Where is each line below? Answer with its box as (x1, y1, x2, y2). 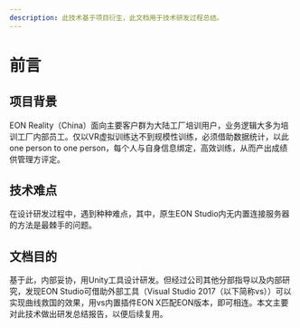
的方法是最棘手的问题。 (9, 219, 97, 231)
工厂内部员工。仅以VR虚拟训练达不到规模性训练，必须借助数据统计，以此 (16, 130, 289, 141)
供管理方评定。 (9, 153, 65, 164)
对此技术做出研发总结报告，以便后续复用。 (9, 309, 168, 320)
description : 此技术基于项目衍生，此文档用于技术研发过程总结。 (9, 13, 224, 23)
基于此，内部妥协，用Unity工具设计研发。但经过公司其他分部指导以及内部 (9, 275, 283, 285)
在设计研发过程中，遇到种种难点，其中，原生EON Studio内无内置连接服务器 (9, 208, 290, 219)
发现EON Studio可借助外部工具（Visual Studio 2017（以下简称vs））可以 (24, 286, 292, 297)
